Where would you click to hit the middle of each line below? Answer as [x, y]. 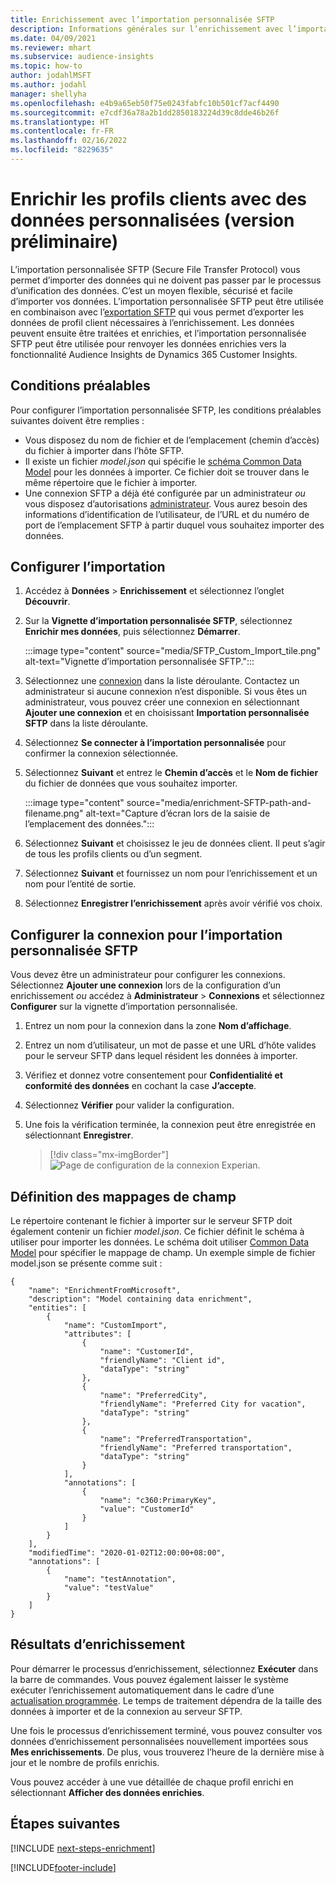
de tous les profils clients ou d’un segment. [113, 854]
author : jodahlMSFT [51, 76]
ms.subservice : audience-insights [82, 57]
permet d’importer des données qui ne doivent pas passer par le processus [166, 280]
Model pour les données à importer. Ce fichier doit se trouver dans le [167, 472]
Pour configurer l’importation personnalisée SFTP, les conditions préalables [166, 410]
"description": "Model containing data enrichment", [140, 1299]
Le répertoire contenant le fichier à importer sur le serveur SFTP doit [151, 1221]
